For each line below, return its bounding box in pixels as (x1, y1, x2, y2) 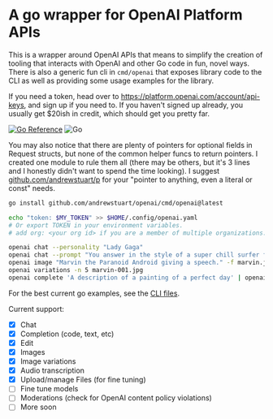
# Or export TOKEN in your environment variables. (8, 221, 184, 229)
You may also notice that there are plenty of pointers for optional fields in (8, 140, 253, 149)
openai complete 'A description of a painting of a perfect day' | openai (8, 274, 267, 282)
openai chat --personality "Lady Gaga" (8, 244, 144, 252)
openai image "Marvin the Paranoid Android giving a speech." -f (8, 258, 234, 267)
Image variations (19, 356, 76, 366)
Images (19, 348, 45, 356)
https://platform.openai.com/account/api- (120, 91, 261, 101)
